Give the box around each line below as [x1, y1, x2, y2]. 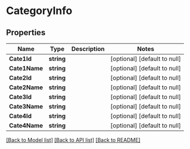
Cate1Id [9, 55, 32, 63]
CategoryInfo [6, 4, 73, 18]
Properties [6, 28, 46, 38]
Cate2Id [9, 74, 32, 82]
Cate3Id [9, 93, 32, 101]
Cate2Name [9, 83, 43, 92]
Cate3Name [9, 103, 43, 110]
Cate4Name [9, 121, 43, 130]
